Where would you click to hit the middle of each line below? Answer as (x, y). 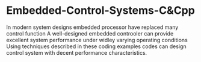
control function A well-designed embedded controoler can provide (90, 33)
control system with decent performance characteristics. (77, 52)
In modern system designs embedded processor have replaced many (92, 27)
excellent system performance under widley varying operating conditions (97, 40)
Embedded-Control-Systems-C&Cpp (101, 11)
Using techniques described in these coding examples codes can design (96, 46)
